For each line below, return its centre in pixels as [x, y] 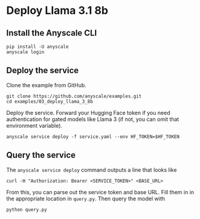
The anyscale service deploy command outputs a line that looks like [92, 169]
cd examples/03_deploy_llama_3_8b [50, 101]
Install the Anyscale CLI [52, 33]
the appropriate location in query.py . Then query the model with [85, 198]
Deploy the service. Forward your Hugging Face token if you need [88, 113]
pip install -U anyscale [37, 47]
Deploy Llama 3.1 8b [57, 11]
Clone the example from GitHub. [46, 85]
